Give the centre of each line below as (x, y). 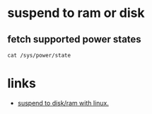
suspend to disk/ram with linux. (63, 103)
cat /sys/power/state (39, 55)
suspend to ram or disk (76, 13)
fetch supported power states (74, 39)
